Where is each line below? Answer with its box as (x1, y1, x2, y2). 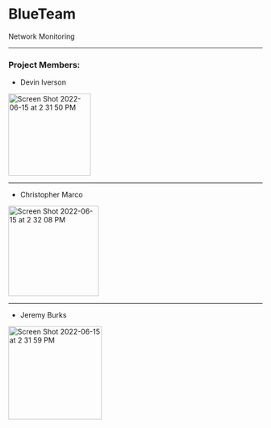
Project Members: (8, 59, 81, 70)
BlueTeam (8, 5, 77, 23)
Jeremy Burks (19, 310, 67, 320)
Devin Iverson (19, 77, 67, 87)
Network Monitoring (8, 31, 75, 41)
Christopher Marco (19, 190, 83, 200)
